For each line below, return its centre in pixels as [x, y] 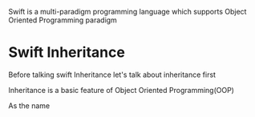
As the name [29, 105]
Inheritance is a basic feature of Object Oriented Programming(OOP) [121, 90]
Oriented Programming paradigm [63, 20]
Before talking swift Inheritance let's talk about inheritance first [112, 75]
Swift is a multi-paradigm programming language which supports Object [127, 12]
